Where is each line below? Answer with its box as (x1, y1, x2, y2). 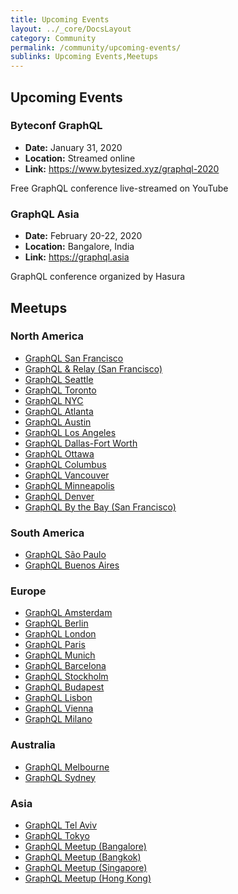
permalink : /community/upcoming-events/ (10, 42, 182, 53)
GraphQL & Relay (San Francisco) (24, 362, 163, 375)
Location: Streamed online (24, 152, 136, 164)
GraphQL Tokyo (24, 829, 90, 841)
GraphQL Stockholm (24, 671, 109, 683)
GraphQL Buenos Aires (24, 559, 120, 571)
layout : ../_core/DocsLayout (10, 24, 132, 34)
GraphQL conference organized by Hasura (10, 271, 186, 283)
